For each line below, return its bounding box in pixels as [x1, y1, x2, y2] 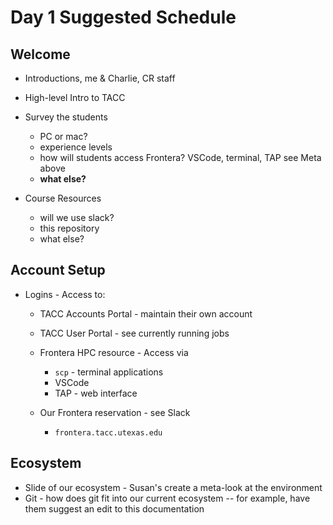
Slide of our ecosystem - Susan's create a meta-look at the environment [24, 481, 323, 493]
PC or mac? [39, 131, 88, 142]
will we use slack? [39, 212, 115, 223]
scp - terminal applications [54, 366, 164, 378]
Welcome [10, 46, 71, 63]
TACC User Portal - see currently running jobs [39, 327, 230, 339]
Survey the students [24, 111, 108, 123]
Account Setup [10, 262, 106, 279]
